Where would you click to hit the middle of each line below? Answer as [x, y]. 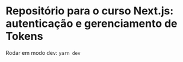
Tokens [24, 36]
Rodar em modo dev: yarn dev [43, 52]
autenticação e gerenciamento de [92, 24]
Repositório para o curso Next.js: [90, 11]
